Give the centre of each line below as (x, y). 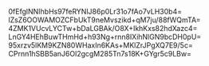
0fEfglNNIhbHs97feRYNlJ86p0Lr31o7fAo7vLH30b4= (95, 12)
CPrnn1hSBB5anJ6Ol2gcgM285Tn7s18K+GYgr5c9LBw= (100, 54)
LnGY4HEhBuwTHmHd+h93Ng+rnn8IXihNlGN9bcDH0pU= (105, 37)
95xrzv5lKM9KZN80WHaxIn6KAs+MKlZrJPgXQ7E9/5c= (101, 45)
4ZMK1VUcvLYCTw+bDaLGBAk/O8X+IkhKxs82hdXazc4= (103, 28)
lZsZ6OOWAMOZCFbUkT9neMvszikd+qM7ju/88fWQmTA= (104, 20)
